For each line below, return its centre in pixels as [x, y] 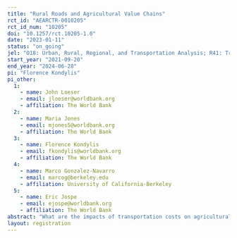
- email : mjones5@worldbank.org [67, 125]
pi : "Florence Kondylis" [44, 73]
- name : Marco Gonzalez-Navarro [67, 171]
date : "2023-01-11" [36, 40]
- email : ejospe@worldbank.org [66, 204]
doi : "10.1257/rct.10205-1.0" [52, 33]
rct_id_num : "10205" [38, 27]
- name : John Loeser [50, 92]
